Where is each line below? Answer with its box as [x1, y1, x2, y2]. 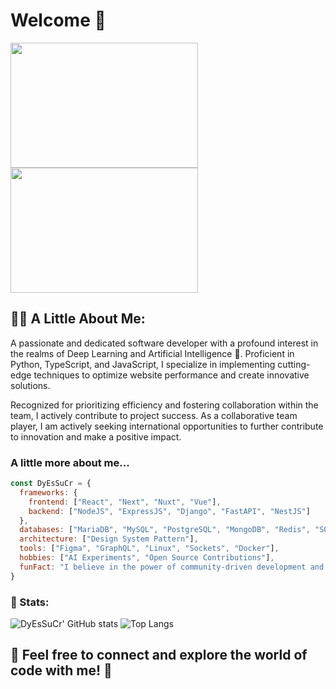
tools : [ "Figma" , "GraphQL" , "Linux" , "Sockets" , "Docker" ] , [19, 544, 280, 554]
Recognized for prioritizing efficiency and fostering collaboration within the [10, 399, 319, 411]
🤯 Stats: [10, 595, 50, 609]
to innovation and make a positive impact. [10, 430, 182, 443]
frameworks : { [19, 487, 78, 498]
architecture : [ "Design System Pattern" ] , [19, 534, 199, 544]
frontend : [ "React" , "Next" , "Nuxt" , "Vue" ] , [28, 497, 222, 507]
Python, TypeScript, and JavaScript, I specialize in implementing [10, 358, 276, 370]
